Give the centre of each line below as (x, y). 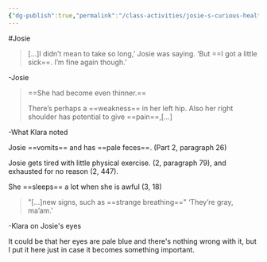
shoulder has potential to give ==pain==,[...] (100, 117)
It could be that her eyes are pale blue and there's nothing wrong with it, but (132, 241)
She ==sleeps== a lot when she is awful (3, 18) (85, 187)
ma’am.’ (40, 210)
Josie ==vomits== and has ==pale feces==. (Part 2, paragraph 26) (118, 147)
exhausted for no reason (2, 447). (64, 171)
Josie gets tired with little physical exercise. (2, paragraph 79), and (117, 163)
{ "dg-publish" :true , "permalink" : (64, 15)
